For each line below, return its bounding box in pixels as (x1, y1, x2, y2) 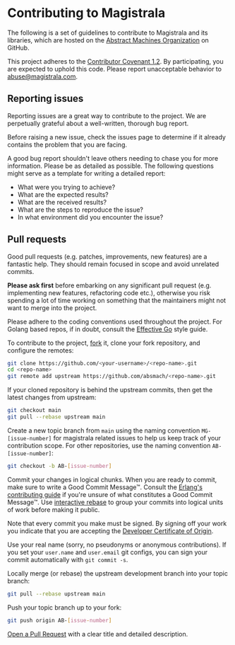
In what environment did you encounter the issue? (17, 212, 164, 221)
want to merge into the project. (7, 303, 97, 312)
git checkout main (7, 407, 61, 414)
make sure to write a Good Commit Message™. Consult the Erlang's (7, 483, 203, 491)
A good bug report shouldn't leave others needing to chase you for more (7, 154, 219, 162)
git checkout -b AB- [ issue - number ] (7, 462, 112, 469)
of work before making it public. (7, 505, 100, 514)
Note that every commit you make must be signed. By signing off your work (7, 519, 227, 527)
